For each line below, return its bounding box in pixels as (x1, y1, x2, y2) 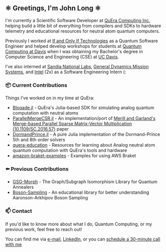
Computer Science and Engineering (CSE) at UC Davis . (5, 54, 119, 60)
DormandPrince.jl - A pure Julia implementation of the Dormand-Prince (12, 132, 160, 138)
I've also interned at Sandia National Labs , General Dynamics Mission (5, 63, 149, 69)
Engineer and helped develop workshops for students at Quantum (5, 43, 142, 49)
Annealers (12, 184, 34, 190)
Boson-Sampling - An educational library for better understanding (12, 189, 149, 195)
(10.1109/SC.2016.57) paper (12, 126, 69, 132)
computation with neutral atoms (12, 110, 79, 116)
